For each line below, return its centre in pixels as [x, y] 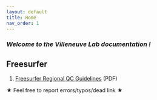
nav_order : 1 [23, 23]
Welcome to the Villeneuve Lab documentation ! [79, 44]
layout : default [27, 12]
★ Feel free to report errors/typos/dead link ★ [65, 90]
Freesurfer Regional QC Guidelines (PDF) [66, 79]
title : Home [21, 18]
